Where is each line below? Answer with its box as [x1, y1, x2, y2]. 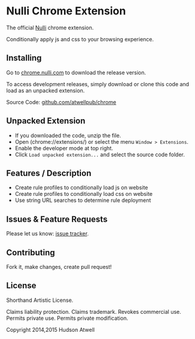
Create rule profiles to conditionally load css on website [14, 190, 153, 198]
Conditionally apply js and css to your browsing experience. [6, 35, 154, 43]
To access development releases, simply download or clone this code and [6, 80, 190, 87]
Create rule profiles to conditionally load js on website [14, 184, 148, 191]
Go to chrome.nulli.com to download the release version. [6, 69, 146, 76]
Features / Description [6, 168, 92, 178]
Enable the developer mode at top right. [14, 144, 113, 152]
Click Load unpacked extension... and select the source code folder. [14, 151, 185, 158]
